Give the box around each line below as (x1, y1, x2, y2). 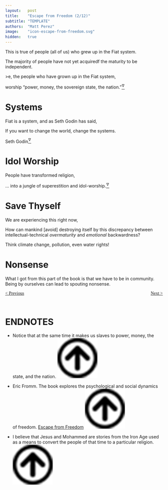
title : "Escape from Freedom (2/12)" (5, 13, 91, 18)
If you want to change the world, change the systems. (5, 127, 116, 133)
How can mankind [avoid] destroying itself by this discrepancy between (5, 226, 153, 232)
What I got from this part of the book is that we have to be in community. (5, 275, 155, 281)
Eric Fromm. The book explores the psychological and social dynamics (12, 383, 158, 389)
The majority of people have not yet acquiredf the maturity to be (5, 58, 137, 64)
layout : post (5, 8, 37, 13)
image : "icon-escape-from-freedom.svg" (5, 29, 95, 34)
